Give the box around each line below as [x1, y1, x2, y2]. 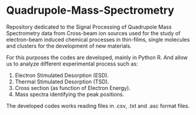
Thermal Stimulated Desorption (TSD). [14, 78, 109, 85]
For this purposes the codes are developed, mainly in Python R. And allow [6, 54, 188, 61]
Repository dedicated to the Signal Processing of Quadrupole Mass [6, 23, 172, 30]
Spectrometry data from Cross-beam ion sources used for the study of [6, 29, 181, 36]
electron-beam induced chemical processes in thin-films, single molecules [6, 36, 190, 43]
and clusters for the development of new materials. [6, 42, 132, 49]
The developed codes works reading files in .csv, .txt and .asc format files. [6, 102, 190, 109]
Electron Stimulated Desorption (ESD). [14, 72, 109, 79]
